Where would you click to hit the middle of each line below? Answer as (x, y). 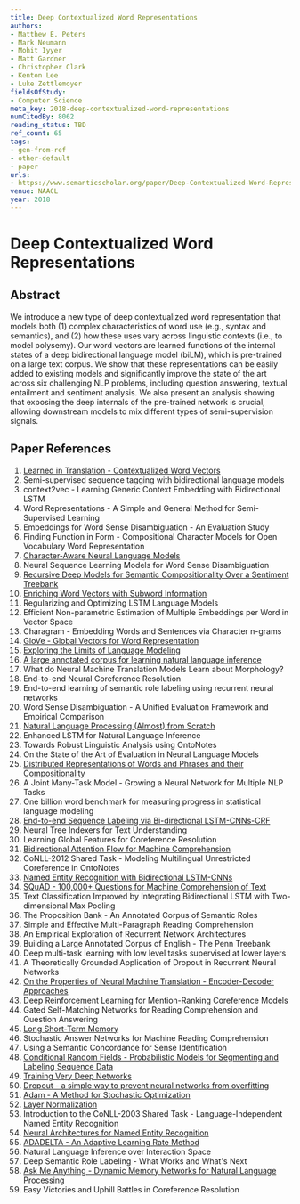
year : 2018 (30, 200)
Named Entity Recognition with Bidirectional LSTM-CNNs (128, 877)
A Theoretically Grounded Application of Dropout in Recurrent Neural (150, 962)
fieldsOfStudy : (38, 92)
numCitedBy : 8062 (42, 117)
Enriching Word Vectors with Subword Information (115, 593)
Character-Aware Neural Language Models (101, 555)
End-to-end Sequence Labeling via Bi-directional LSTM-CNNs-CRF (146, 820)
